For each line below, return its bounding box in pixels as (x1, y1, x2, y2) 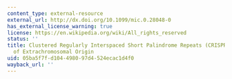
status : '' (7, 36, 39, 43)
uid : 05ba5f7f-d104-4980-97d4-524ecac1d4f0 (7, 55, 135, 62)
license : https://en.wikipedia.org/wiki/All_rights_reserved (7, 29, 187, 36)
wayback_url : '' (7, 61, 54, 68)
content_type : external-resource (7, 10, 104, 17)
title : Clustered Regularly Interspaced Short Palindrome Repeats (7, 42, 202, 49)
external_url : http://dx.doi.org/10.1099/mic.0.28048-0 (7, 16, 171, 23)
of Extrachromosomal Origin (13, 49, 95, 56)
